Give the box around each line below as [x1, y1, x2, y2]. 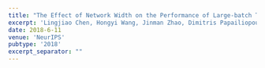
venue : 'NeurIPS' [8, 33, 65, 41]
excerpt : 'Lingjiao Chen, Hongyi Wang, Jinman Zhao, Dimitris [8, 19, 217, 27]
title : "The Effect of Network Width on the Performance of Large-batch [8, 11, 252, 20]
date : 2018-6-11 [8, 26, 62, 34]
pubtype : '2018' [8, 41, 62, 48]
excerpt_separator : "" [8, 48, 83, 55]
